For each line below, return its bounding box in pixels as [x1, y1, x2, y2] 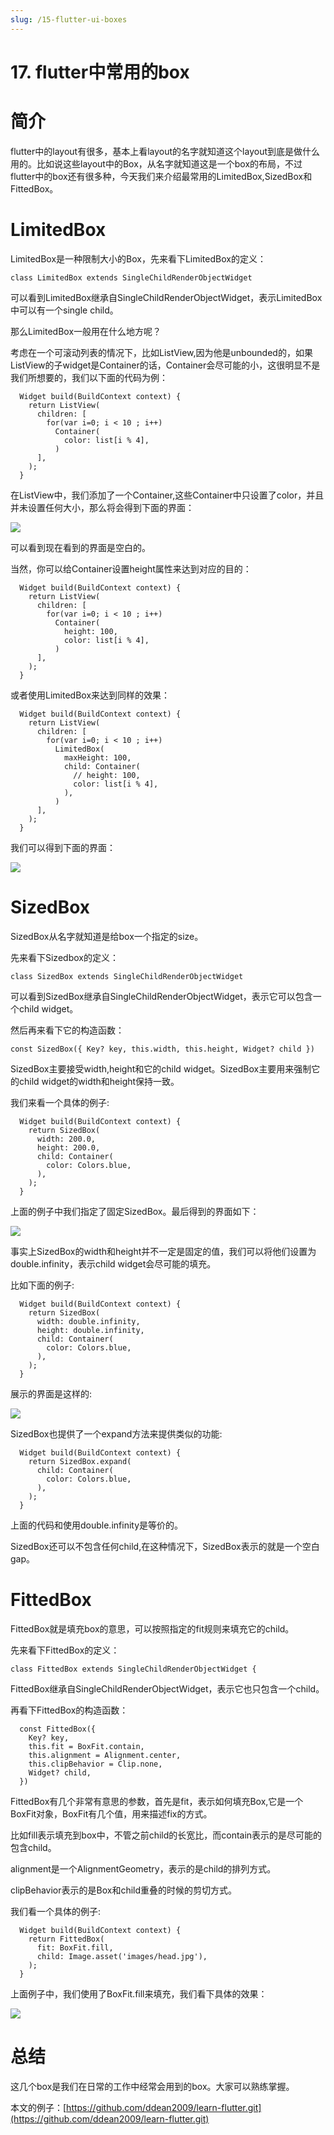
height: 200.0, [36, 1142, 101, 1153]
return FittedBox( [28, 1934, 105, 1944]
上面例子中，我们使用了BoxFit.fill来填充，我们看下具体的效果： [10, 1987, 268, 2000]
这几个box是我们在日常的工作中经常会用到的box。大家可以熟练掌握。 [10, 2080, 295, 2092]
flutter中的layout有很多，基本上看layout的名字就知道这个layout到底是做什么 [10, 145, 320, 157]
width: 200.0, [36, 1134, 97, 1144]
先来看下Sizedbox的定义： [10, 951, 119, 963]
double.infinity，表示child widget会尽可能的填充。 [10, 1257, 217, 1270]
